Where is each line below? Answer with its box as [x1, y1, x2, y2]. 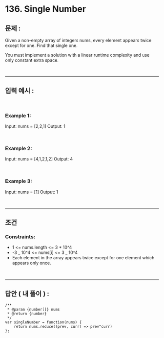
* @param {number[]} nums [7, 307, 60, 312]
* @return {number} [7, 312, 47, 316]
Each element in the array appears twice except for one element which [12, 255, 155, 261]
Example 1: [5, 112, 31, 119]
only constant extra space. [5, 57, 59, 63]
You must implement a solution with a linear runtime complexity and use [5, 52, 150, 58]
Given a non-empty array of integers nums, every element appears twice [5, 38, 152, 43]
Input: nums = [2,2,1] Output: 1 [5, 123, 66, 129]
